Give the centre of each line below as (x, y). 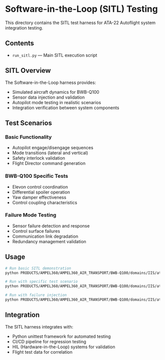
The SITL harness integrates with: (39, 327)
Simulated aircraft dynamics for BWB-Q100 (56, 92)
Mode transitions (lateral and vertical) (50, 153)
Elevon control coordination (40, 187)
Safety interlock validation (39, 158)
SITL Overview (28, 70)
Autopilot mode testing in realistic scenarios (57, 102)
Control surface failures (36, 231)
